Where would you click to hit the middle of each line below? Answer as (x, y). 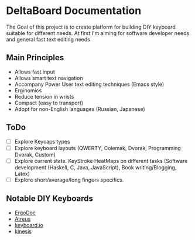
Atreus (23, 219)
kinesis (23, 231)
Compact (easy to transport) (49, 103)
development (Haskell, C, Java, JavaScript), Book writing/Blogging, (95, 167)
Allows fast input (35, 72)
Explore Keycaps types (42, 141)
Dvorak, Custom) (35, 154)
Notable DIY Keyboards (50, 199)
